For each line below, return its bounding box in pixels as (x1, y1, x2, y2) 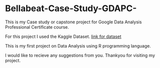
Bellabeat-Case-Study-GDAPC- (5, 3, 137, 14)
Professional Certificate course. (5, 24, 69, 30)
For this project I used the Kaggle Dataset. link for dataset (5, 34, 122, 39)
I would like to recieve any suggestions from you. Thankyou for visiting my (5, 52, 156, 58)
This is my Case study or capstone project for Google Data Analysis (5, 19, 142, 25)
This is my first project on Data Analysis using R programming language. (5, 43, 151, 49)
